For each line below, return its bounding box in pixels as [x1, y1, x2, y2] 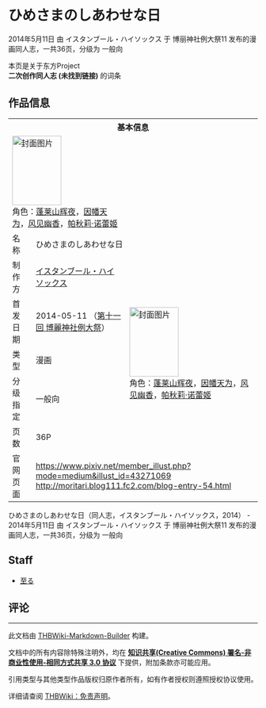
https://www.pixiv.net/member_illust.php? [35, 460, 192, 471]
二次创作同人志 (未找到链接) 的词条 [8, 71, 121, 80]
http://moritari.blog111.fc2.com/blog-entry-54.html [35, 480, 232, 491]
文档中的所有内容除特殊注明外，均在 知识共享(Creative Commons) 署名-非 [8, 648, 252, 657]
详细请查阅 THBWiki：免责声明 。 [8, 691, 115, 701]
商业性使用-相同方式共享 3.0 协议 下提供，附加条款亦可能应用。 [8, 658, 215, 668]
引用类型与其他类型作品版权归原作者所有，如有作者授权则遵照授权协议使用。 [8, 675, 258, 684]
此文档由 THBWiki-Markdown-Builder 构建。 [8, 631, 153, 641]
